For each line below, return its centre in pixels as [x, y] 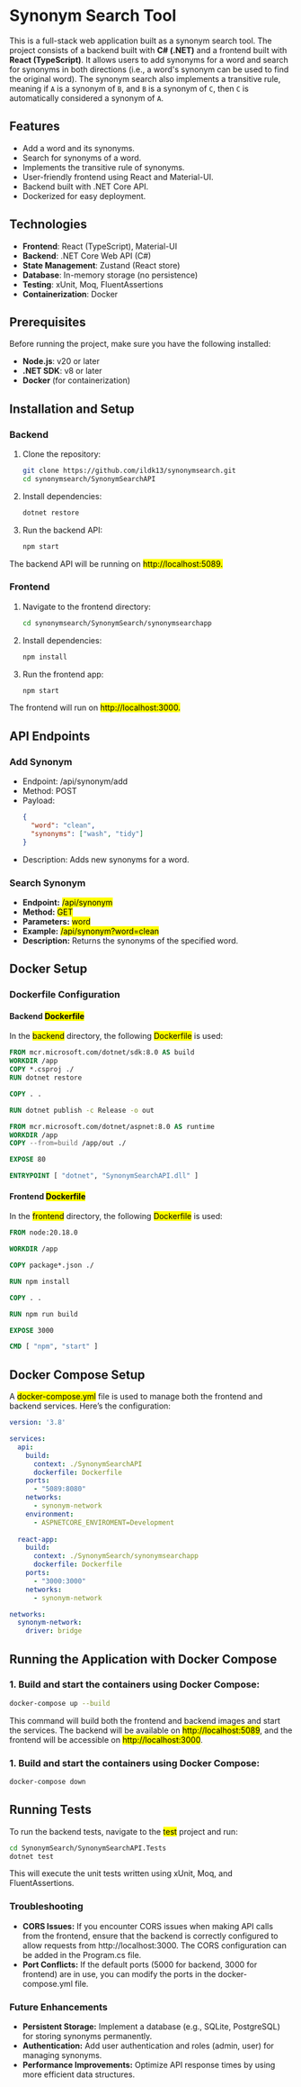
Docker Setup [49, 969]
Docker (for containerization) [76, 380]
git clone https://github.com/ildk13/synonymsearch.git [129, 471]
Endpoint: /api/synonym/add [75, 781]
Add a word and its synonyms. [78, 148]
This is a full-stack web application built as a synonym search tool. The [141, 41]
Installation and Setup [72, 409]
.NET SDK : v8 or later [62, 371]
